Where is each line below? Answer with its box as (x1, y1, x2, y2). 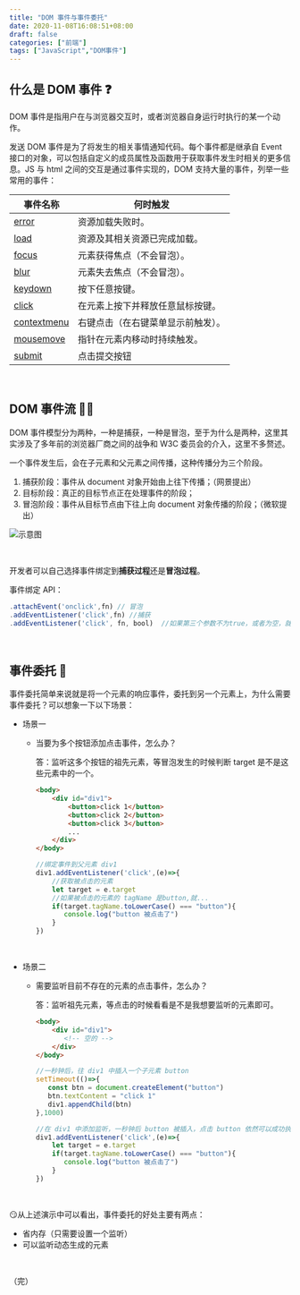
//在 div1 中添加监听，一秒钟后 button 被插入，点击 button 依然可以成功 (35, 1124, 285, 1133)
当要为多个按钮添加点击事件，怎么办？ (35, 737, 177, 748)
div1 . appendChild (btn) (47, 1100, 132, 1109)
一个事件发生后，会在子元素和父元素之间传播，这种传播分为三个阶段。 (9, 457, 268, 468)
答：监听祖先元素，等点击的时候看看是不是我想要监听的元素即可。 (35, 1000, 279, 1010)
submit (13, 349, 43, 362)
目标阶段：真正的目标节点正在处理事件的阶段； (21, 487, 195, 498)
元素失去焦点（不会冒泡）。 (77, 266, 190, 278)
